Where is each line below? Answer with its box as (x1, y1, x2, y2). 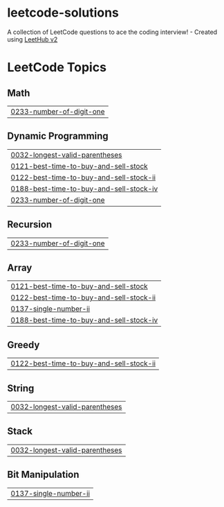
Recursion (7, 218, 53, 230)
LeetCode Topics (7, 60, 107, 76)
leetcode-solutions (7, 5, 120, 21)
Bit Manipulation (7, 469, 80, 481)
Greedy (7, 338, 40, 351)
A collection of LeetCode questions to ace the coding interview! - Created (7, 28, 218, 36)
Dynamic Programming (7, 130, 109, 142)
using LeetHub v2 (7, 35, 58, 43)
